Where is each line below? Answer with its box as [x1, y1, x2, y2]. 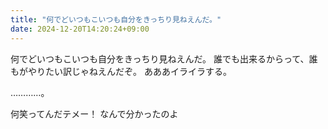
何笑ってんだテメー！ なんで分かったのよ [10, 107, 179, 120]
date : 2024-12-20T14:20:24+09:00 [10, 24, 150, 34]
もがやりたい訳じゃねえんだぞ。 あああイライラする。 [10, 65, 232, 77]
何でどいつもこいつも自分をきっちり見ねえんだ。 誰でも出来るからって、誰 [10, 52, 318, 65]
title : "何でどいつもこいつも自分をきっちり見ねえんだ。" [10, 14, 222, 25]
